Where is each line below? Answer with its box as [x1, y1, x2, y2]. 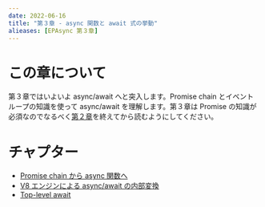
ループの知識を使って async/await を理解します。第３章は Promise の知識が [8, 102, 257, 112]
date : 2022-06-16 [8, 11, 66, 20]
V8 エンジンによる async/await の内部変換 [19, 181, 160, 191]
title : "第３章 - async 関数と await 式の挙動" [8, 19, 158, 27]
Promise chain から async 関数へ [19, 171, 128, 181]
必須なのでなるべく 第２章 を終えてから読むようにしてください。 [8, 112, 219, 121]
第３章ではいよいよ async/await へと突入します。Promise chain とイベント [8, 91, 255, 101]
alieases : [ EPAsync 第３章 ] [8, 26, 98, 34]
